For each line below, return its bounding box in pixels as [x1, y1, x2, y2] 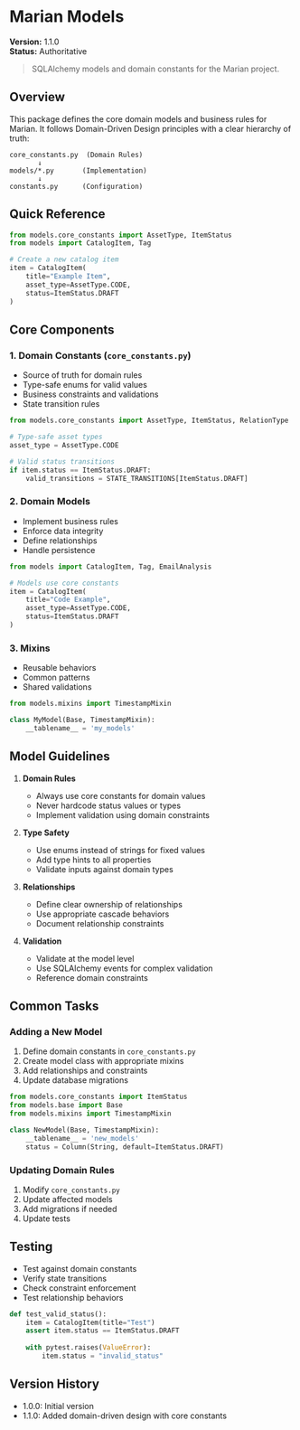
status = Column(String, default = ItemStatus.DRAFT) [25, 1142, 224, 1152]
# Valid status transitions [9, 456, 116, 466]
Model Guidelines [9, 748, 110, 765]
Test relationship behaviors [22, 1292, 124, 1303]
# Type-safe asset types [9, 432, 103, 442]
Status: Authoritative [9, 45, 88, 56]
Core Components [9, 322, 115, 337]
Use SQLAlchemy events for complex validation [35, 963, 214, 974]
